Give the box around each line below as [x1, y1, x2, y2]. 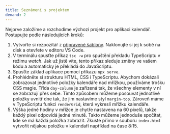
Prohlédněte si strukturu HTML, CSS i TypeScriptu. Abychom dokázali [12, 74, 159, 80]
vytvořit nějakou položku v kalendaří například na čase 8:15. [12, 123, 138, 129]
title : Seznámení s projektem [5, 7, 70, 13]
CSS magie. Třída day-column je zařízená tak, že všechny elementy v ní [12, 85, 161, 91]
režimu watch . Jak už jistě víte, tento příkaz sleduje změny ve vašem [12, 58, 157, 64]
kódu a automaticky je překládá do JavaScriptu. [12, 63, 113, 69]
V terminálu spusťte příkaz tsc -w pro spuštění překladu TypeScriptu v [12, 52, 160, 59]
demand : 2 [5, 12, 26, 17]
